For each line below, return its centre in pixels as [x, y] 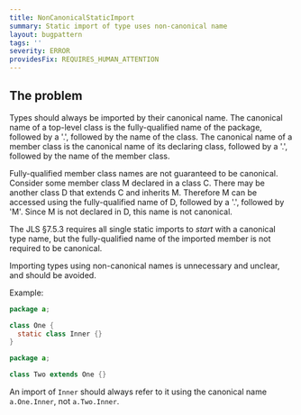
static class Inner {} [60, 334]
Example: [27, 293]
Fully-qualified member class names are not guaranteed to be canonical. [144, 173]
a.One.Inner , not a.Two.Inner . [64, 401]
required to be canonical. [56, 248]
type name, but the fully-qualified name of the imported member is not [140, 239]
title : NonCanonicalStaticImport [72, 18]
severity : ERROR [40, 51]
